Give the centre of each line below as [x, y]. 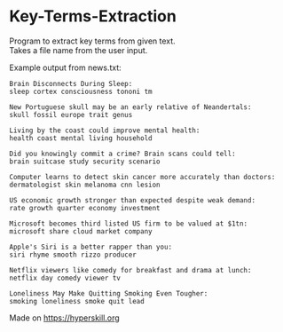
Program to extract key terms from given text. [92, 41]
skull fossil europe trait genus [71, 115]
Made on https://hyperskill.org [64, 318]
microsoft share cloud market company [81, 231]
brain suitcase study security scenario [85, 162]
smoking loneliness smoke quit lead [77, 301]
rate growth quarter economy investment [85, 208]
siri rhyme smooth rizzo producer [73, 255]
